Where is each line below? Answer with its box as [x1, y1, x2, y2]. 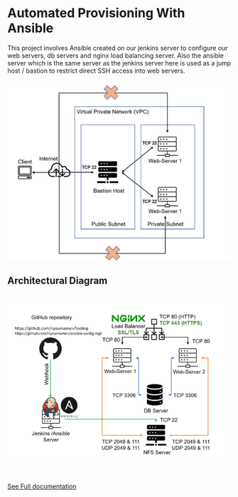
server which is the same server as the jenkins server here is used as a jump [7, 58, 232, 67]
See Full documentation [7, 482, 77, 491]
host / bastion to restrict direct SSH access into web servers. [7, 66, 185, 75]
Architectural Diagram [7, 274, 108, 286]
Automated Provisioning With [7, 5, 185, 21]
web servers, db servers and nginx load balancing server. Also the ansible [7, 51, 225, 60]
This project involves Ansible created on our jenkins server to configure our [7, 43, 229, 52]
